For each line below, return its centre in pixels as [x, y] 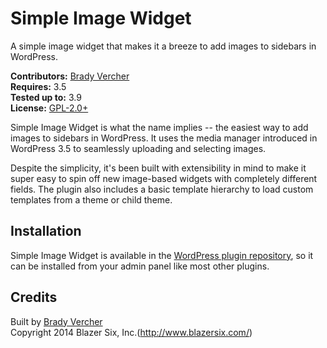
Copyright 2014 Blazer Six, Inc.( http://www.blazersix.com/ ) [131, 332]
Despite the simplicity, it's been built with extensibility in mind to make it [158, 168]
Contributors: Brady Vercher [70, 76]
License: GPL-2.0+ [49, 108]
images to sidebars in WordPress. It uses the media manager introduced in [164, 138]
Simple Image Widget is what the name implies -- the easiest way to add [159, 127]
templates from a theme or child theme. [91, 199]
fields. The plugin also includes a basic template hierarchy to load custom [162, 189]
